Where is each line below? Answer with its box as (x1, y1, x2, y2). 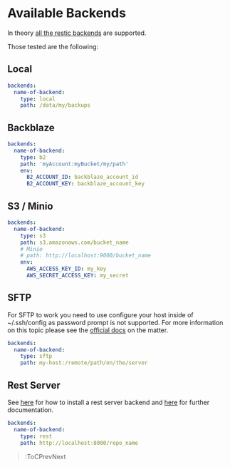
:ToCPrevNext (24, 452, 66, 461)
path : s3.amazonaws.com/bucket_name (20, 239, 130, 246)
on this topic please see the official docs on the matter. (7, 326, 169, 334)
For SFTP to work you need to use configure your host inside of (7, 310, 194, 319)
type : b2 (20, 153, 46, 161)
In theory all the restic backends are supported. (7, 29, 147, 37)
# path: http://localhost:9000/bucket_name (20, 252, 152, 260)
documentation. (7, 406, 54, 414)
